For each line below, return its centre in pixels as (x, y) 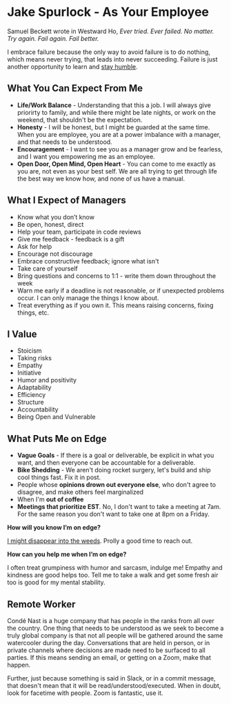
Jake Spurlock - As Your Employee (108, 12)
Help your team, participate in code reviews (79, 232)
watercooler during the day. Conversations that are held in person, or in (109, 643)
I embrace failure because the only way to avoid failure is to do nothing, (109, 52)
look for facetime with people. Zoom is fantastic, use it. (85, 693)
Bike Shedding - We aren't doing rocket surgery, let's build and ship (114, 470)
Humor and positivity (47, 380)
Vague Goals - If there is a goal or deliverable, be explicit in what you (115, 455)
